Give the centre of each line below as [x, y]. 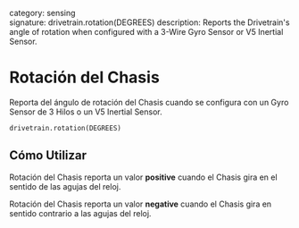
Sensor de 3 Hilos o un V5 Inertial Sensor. [86, 112]
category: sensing [42, 13]
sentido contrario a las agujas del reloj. [80, 213]
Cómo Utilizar [48, 156]
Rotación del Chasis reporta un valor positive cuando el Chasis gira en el [144, 177]
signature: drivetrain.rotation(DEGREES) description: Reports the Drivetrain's [149, 22]
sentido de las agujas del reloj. [65, 186]
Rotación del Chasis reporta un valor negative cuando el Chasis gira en [141, 204]
